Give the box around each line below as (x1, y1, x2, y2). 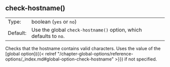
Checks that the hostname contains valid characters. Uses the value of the (5, 45, 161, 51)
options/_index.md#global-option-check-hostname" (5, 56, 114, 62)
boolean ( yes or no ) (31, 18, 77, 25)
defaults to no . (31, 32, 65, 39)
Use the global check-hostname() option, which (31, 26, 142, 33)
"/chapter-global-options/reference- (57, 50, 134, 56)
